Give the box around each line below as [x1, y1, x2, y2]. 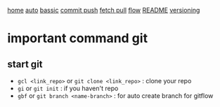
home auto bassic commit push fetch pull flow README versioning [7, 6, 200, 14]
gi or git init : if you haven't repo [17, 84, 119, 92]
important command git [7, 31, 148, 46]
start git [7, 58, 44, 70]
